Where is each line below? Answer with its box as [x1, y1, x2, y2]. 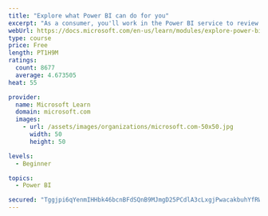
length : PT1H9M [8, 49, 59, 57]
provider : [8, 93, 41, 101]
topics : [8, 174, 34, 182]
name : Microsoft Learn [15, 101, 91, 109]
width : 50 [29, 130, 62, 138]
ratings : [8, 57, 37, 65]
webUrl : [8, 26, 34, 34]
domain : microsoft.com [15, 108, 91, 116]
